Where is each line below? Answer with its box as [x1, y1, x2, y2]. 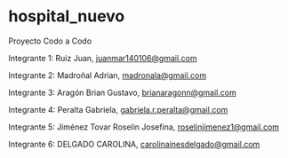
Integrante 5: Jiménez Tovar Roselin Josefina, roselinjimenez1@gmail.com [8, 122, 280, 132]
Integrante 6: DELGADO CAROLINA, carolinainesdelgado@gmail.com [8, 138, 260, 149]
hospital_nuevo [8, 6, 125, 27]
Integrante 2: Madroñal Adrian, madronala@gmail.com [8, 69, 207, 81]
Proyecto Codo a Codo [8, 36, 92, 46]
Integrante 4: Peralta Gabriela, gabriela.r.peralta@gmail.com [8, 104, 228, 115]
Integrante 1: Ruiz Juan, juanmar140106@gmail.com [8, 52, 197, 63]
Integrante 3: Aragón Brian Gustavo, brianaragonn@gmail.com [8, 87, 236, 98]
